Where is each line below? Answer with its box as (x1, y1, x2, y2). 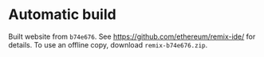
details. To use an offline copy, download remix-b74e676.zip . (8, 40, 208, 49)
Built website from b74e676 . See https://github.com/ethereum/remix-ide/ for (8, 32, 256, 41)
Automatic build (8, 6, 117, 24)
